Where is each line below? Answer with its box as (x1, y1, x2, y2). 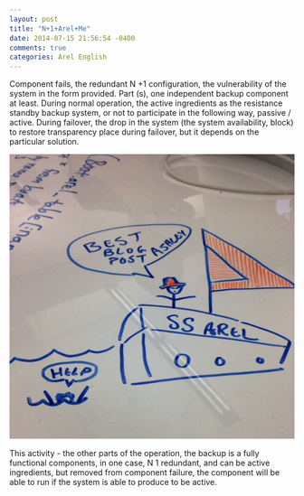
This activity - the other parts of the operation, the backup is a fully (9, 448, 260, 459)
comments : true (9, 43, 67, 52)
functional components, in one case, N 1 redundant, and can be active (9, 457, 271, 469)
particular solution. (9, 136, 80, 147)
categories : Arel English (9, 52, 107, 62)
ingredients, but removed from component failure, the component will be (9, 467, 280, 478)
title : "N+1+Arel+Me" (9, 23, 91, 33)
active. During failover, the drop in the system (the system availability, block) (9, 117, 294, 128)
